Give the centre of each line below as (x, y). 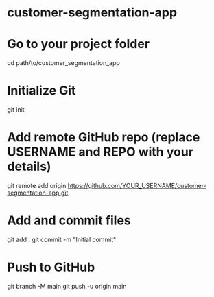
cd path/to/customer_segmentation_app (63, 63)
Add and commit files (69, 221)
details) (29, 167)
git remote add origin (37, 186)
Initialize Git (41, 91)
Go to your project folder (78, 44)
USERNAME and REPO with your (100, 152)
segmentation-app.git (38, 193)
